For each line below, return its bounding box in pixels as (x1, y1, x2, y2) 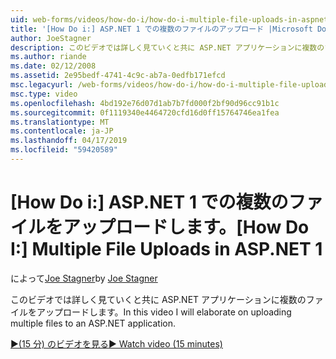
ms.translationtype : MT (10, 117, 110, 127)
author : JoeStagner (10, 33, 92, 43)
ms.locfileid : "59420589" (10, 145, 118, 155)
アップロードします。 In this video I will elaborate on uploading (36, 306, 292, 318)
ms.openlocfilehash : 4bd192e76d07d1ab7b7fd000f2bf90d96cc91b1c (10, 98, 280, 108)
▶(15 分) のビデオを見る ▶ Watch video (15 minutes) (10, 337, 223, 350)
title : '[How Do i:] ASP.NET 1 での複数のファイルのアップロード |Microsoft (10, 24, 313, 34)
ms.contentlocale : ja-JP (10, 126, 114, 136)
